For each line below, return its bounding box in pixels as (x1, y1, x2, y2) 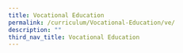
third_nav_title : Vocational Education (8, 33, 140, 41)
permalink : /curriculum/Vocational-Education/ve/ (8, 19, 176, 26)
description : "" (8, 26, 62, 34)
